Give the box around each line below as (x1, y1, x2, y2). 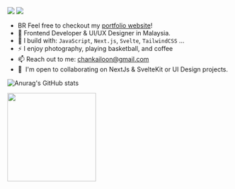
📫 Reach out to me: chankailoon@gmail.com (17, 55, 149, 63)
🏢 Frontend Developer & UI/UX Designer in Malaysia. (17, 29, 171, 37)
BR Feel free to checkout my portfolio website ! (17, 21, 153, 30)
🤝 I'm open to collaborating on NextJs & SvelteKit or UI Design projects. (17, 65, 229, 74)
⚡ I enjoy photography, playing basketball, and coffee (17, 45, 173, 52)
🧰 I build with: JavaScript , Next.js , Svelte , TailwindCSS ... (17, 36, 185, 45)
